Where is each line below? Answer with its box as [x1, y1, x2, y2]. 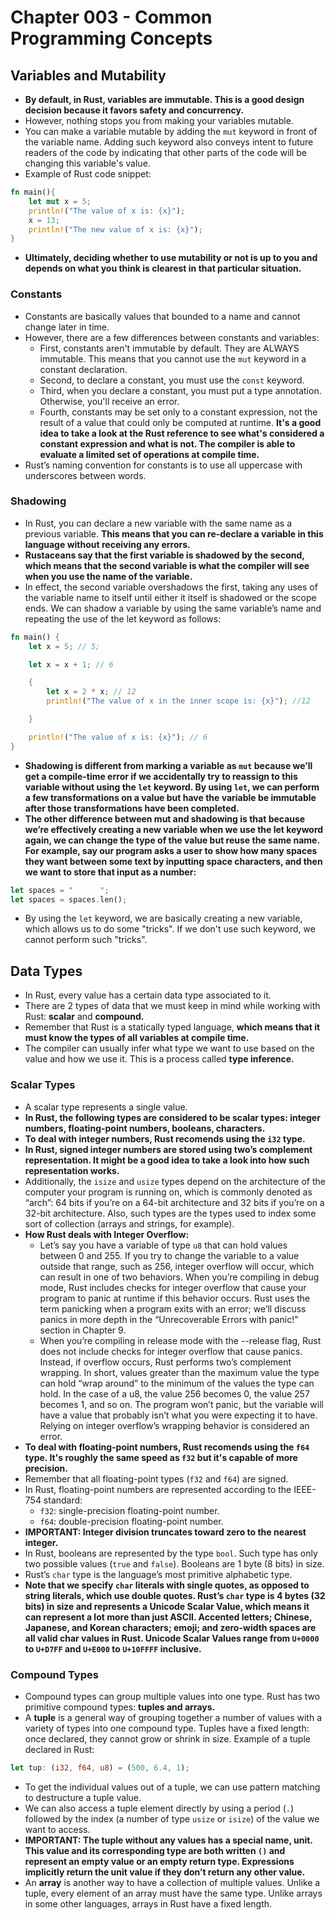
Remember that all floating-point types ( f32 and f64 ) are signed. [24, 1472, 289, 1485]
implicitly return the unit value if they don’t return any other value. [24, 1866, 306, 1878]
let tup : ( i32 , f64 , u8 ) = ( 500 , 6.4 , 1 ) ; [10, 1762, 190, 1773]
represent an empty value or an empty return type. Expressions [24, 1855, 295, 1867]
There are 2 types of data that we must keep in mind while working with [24, 1000, 321, 1012]
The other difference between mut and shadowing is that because [24, 812, 306, 825]
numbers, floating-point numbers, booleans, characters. [24, 1122, 266, 1134]
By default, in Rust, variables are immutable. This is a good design [24, 94, 305, 105]
